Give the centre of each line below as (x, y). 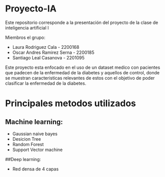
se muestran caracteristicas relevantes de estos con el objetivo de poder (80, 78)
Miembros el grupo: (25, 37)
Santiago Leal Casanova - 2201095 (48, 57)
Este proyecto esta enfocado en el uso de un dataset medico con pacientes (83, 67)
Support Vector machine (37, 150)
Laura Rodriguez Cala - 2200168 (46, 47)
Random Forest (28, 144)
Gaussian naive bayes (35, 134)
